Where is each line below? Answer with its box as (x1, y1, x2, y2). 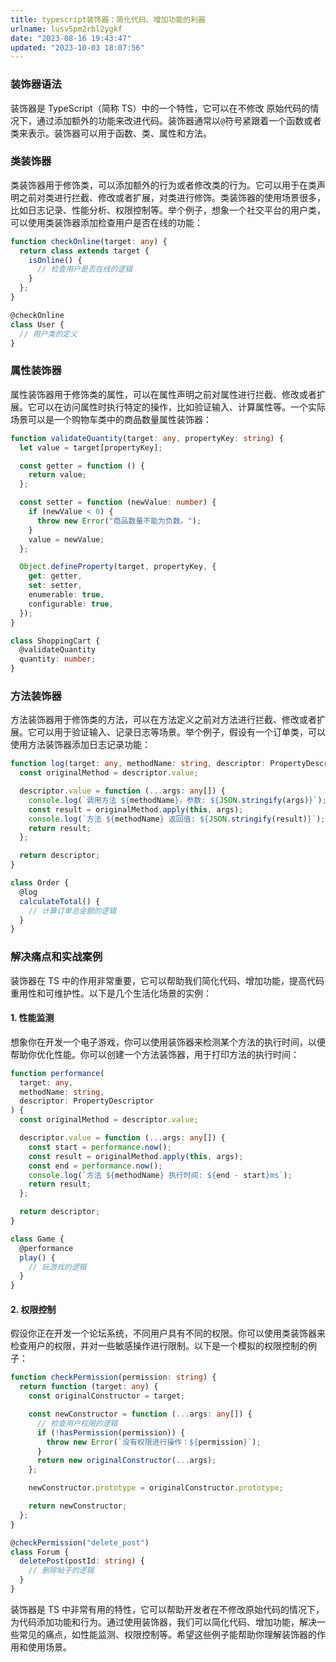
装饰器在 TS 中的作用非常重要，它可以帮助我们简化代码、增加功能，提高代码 (10, 974, 325, 986)
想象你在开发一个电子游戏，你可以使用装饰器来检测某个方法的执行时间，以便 (10, 1036, 326, 1048)
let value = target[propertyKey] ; (19, 442, 163, 453)
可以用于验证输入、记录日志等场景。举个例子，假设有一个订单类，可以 (36, 726, 326, 738)
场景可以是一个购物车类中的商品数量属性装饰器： (10, 413, 212, 425)
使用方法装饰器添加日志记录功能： (10, 739, 151, 751)
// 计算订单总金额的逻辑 (28, 906, 117, 916)
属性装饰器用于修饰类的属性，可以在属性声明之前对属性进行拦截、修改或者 (10, 388, 317, 400)
